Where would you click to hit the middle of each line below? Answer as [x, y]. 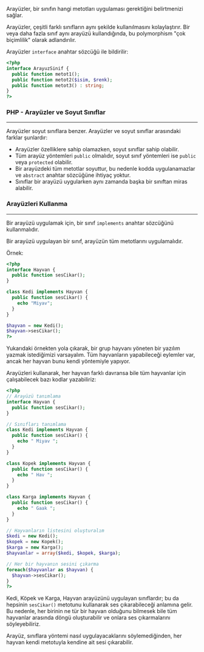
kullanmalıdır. [23, 229]
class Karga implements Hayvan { [49, 497]
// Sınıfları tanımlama [36, 424]
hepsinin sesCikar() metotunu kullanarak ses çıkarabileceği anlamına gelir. [100, 605]
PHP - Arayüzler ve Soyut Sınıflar [56, 112]
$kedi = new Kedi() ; [32, 536]
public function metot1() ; [46, 74]
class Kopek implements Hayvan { [49, 463]
